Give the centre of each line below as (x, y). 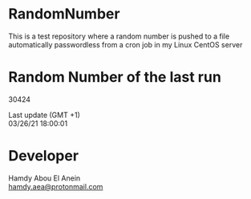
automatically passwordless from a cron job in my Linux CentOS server (125, 44)
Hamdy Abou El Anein (45, 178)
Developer (43, 156)
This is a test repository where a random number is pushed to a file (119, 36)
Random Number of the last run (115, 77)
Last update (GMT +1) (44, 115)
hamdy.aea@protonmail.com (56, 186)
